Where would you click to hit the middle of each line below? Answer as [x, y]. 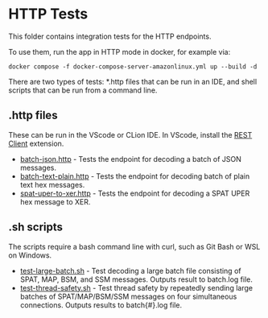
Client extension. [36, 143]
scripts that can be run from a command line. [83, 90]
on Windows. [30, 255]
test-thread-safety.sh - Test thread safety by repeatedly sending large [136, 287]
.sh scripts [35, 227]
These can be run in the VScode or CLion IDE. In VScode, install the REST [130, 134]
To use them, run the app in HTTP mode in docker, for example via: [120, 52]
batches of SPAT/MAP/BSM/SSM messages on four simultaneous [128, 296]
